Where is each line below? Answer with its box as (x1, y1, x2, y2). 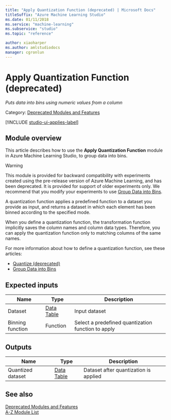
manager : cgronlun (5, 49, 44, 55)
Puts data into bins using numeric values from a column (5, 99, 123, 105)
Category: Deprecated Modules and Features (5, 109, 100, 115)
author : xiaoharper (5, 40, 47, 46)
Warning (5, 162, 23, 169)
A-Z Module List (5, 409, 39, 415)
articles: (5, 250, 22, 257)
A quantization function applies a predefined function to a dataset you (5, 199, 152, 205)
